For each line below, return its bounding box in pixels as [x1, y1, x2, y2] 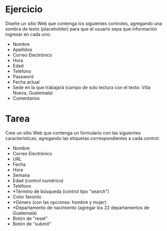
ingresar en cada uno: [5, 31, 51, 37]
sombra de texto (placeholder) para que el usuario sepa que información [5, 25, 157, 32]
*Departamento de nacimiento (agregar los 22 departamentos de [12, 205, 150, 211]
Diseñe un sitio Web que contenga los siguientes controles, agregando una [5, 20, 162, 26]
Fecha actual [12, 79, 40, 85]
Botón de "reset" [12, 215, 48, 221]
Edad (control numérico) [12, 177, 64, 184]
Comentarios [12, 95, 40, 101]
